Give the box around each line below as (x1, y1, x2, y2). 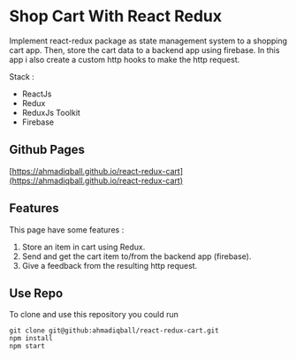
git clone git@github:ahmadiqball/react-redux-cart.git (9, 326, 219, 335)
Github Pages (9, 142, 86, 157)
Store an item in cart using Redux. (21, 241, 146, 252)
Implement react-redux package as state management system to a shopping (9, 35, 288, 46)
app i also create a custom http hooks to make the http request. (9, 54, 240, 65)
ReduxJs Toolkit (21, 107, 81, 118)
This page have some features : (9, 224, 125, 235)
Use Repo (9, 286, 64, 301)
